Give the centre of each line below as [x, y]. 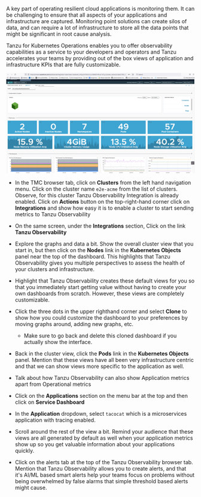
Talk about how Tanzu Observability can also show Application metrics [102, 378]
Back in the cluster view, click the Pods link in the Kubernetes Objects [102, 354]
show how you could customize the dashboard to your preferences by [101, 318]
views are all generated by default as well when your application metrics [104, 438]
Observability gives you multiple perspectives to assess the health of [100, 263]
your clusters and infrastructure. [54, 269]
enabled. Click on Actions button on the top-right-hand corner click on [102, 202]
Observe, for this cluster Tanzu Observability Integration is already [97, 195]
